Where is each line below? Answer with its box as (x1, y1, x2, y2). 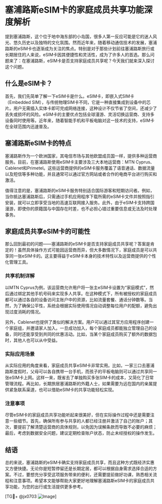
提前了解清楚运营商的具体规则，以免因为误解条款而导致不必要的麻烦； (17, 424, 157, 430)
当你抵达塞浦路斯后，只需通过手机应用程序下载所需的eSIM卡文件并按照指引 (5, 194, 155, 199)
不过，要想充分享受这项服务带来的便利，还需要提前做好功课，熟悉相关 (13, 471, 153, 478)
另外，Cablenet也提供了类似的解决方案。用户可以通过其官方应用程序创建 (5, 319, 150, 325)
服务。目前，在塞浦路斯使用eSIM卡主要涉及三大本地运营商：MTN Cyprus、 (5, 159, 155, 165)
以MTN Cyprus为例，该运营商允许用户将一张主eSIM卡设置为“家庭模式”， (5, 284, 150, 290)
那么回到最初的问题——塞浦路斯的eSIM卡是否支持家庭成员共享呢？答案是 (5, 241, 150, 247)
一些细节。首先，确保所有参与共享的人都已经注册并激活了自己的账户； (9, 418, 148, 424)
